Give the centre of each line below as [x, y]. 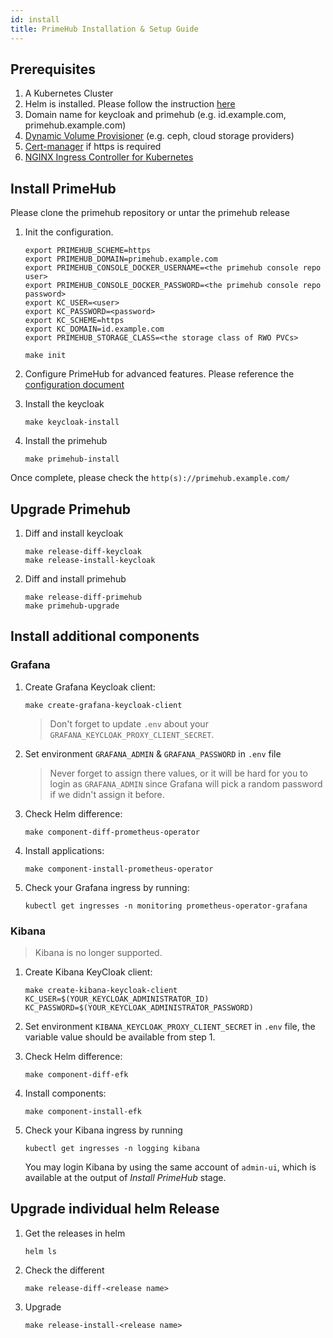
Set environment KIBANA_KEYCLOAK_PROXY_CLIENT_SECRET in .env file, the [170, 1026]
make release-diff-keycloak [83, 551]
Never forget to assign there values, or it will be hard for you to [178, 773]
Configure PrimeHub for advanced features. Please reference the [159, 374]
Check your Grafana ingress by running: [107, 887]
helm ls [40, 1251]
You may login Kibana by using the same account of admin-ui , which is [170, 1167]
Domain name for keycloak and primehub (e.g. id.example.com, [155, 115]
